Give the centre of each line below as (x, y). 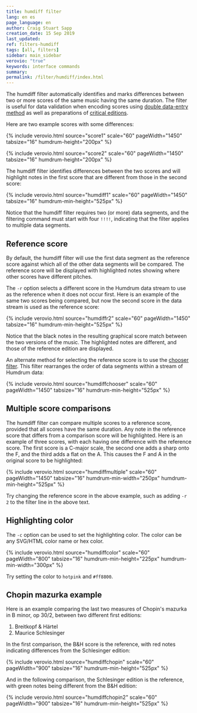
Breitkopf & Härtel (36, 627)
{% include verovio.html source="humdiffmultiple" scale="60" (81, 471)
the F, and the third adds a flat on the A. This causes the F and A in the (91, 454)
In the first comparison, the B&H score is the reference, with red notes (91, 644)
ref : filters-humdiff (33, 45)
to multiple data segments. (38, 225)
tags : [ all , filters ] (33, 50)
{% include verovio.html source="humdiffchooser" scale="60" (82, 384)
